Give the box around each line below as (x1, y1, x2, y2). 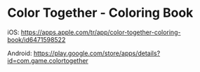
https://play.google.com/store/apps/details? (33, 49, 161, 57)
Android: (7, 49, 32, 57)
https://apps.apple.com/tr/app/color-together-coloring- (20, 28, 181, 36)
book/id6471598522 (7, 35, 66, 43)
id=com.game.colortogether (7, 56, 89, 64)
